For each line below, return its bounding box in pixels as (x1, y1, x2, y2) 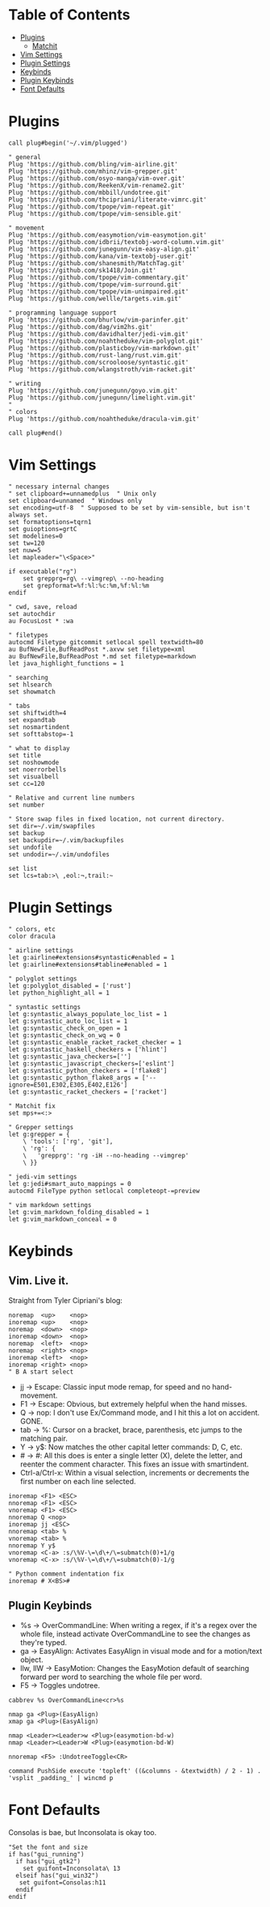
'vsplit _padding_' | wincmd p (8, 1774, 114, 1782)
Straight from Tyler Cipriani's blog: (8, 1295, 123, 1305)
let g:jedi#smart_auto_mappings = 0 (8, 1179, 131, 1188)
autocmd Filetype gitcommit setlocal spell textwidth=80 (8, 638, 204, 646)
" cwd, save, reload (8, 602, 78, 611)
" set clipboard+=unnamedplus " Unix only (8, 489, 157, 498)
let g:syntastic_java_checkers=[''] (8, 1053, 131, 1061)
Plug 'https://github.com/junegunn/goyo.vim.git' (8, 386, 179, 394)
